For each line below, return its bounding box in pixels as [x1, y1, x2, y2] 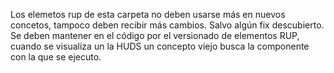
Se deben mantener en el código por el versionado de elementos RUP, [10, 30, 300, 41]
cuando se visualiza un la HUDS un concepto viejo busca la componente [10, 40, 310, 52]
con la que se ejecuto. [10, 51, 102, 63]
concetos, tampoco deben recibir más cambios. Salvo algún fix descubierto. [10, 19, 325, 31]
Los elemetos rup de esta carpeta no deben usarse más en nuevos [10, 9, 286, 20]
